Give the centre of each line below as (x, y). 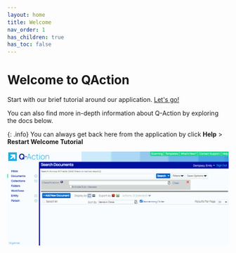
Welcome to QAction (68, 80)
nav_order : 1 (26, 30)
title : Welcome (29, 22)
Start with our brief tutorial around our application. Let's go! (93, 100)
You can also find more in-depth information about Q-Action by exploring (113, 113)
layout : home (26, 15)
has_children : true (36, 37)
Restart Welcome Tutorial (45, 142)
